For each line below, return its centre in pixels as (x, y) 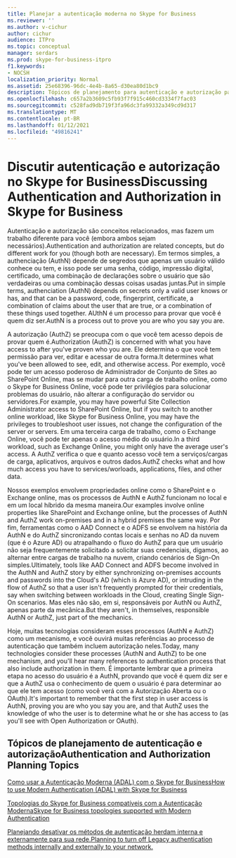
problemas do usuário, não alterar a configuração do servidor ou (101, 394)
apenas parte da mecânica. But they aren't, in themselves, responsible (108, 610)
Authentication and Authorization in (114, 196)
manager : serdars (33, 54)
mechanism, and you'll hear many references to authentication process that (117, 661)
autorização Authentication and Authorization (109, 754)
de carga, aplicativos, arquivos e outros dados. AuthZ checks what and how (116, 461)
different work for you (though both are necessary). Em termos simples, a (113, 254)
